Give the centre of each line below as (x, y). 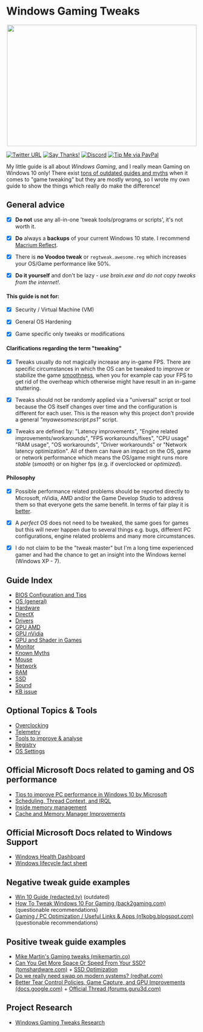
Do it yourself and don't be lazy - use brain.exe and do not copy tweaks (105, 275)
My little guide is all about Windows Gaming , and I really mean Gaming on (98, 166)
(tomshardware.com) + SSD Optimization (66, 969)
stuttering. (28, 388)
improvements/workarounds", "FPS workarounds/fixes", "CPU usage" (102, 438)
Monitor (25, 646)
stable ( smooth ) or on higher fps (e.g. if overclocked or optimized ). (98, 464)
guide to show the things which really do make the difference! (83, 186)
